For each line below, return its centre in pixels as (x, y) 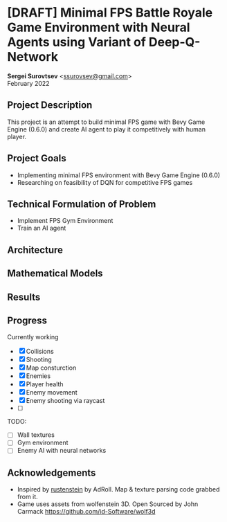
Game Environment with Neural (99, 27)
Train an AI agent (42, 228)
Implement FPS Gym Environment (65, 221)
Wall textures (36, 435)
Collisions (40, 352)
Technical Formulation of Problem (82, 204)
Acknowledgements (52, 472)
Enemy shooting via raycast (65, 401)
